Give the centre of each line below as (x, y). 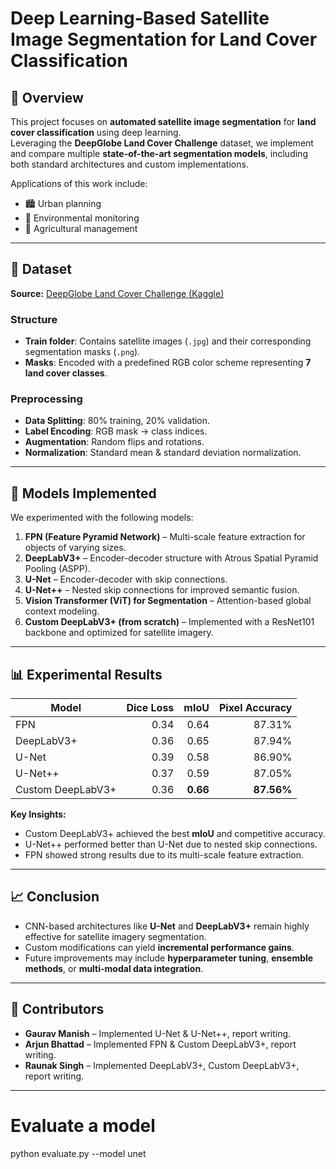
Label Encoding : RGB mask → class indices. (116, 431)
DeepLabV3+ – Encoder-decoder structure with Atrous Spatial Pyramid (171, 558)
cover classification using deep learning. (96, 132)
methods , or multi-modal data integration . (114, 968)
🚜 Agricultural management (81, 228)
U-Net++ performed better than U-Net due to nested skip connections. (171, 844)
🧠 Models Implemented (83, 493)
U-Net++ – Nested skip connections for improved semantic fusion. (162, 590)
